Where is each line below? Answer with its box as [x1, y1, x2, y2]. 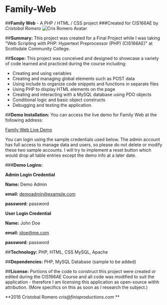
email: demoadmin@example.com [5, 191, 76, 197]
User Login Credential [5, 210, 51, 216]
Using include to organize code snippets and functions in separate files [12, 81, 159, 87]
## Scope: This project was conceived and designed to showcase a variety [5, 55, 159, 61]
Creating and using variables [12, 70, 72, 76]
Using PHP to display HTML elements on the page [12, 86, 116, 92]
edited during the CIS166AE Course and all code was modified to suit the [5, 274, 155, 280]
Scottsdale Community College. [5, 45, 70, 51]
